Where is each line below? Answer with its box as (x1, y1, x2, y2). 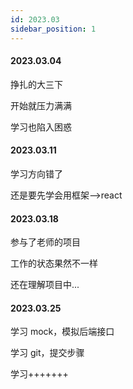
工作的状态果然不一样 (10, 257, 98, 270)
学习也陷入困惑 (10, 121, 72, 133)
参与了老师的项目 (10, 236, 81, 248)
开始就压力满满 (10, 99, 72, 111)
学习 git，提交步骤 (10, 347, 85, 359)
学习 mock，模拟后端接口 (10, 326, 115, 338)
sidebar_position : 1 (10, 24, 97, 34)
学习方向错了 (10, 167, 63, 180)
